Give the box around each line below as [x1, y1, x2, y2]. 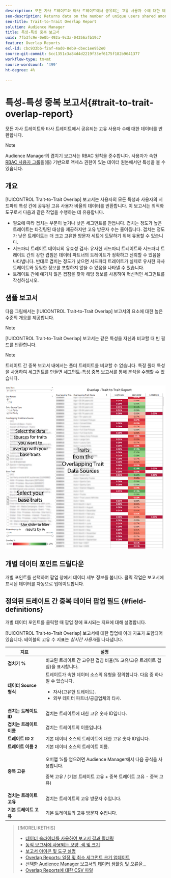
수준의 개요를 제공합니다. [5, 314, 54, 321]
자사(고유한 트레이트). [53, 689, 96, 695]
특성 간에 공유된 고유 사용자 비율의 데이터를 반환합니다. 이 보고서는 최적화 [18, 202, 164, 209]
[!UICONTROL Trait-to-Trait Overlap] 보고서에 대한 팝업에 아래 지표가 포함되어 [5, 630, 163, 636]
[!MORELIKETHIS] [17, 824, 55, 831]
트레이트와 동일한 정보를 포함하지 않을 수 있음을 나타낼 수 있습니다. [12, 264, 145, 270]
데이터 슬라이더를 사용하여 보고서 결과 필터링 [25, 835, 114, 841]
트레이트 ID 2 [7, 736, 34, 742]
